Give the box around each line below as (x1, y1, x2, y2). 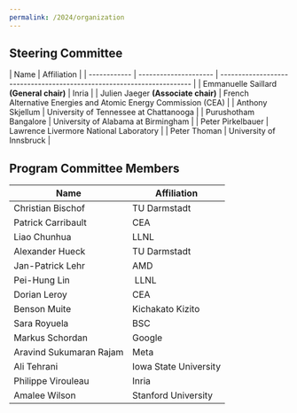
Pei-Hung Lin (13, 274, 70, 286)
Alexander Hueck (13, 245, 86, 258)
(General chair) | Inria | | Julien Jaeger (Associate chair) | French (9, 88, 250, 98)
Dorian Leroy (13, 289, 68, 301)
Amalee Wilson (13, 389, 76, 401)
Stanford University (132, 389, 214, 401)
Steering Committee (9, 46, 123, 61)
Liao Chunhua (13, 231, 72, 244)
